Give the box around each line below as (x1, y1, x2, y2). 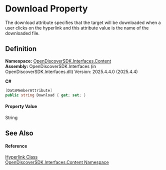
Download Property (5, 3, 88, 14)
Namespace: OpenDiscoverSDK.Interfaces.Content (5, 58, 111, 64)
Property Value (5, 103, 37, 109)
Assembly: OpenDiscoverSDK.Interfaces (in (5, 63, 96, 69)
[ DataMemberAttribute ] (5, 88, 52, 93)
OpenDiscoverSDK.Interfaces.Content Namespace (5, 159, 109, 165)
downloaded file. (5, 30, 40, 36)
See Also (5, 129, 33, 137)
